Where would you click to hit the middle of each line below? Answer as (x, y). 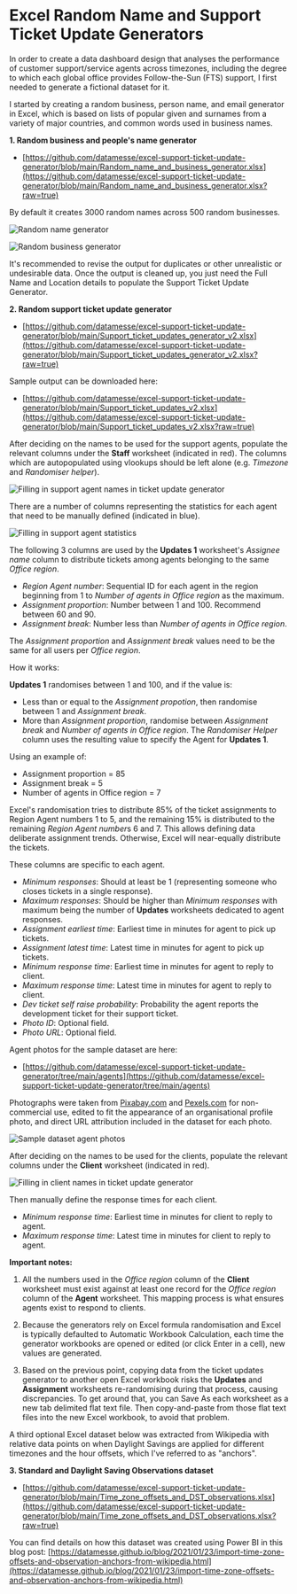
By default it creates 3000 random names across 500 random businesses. (145, 212)
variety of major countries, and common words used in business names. (141, 123)
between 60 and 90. (59, 614)
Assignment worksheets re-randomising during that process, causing (150, 1388)
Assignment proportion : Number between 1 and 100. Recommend (141, 604)
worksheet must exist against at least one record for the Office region (149, 1288)
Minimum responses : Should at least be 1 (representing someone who (149, 882)
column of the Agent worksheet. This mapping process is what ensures (153, 1298)
